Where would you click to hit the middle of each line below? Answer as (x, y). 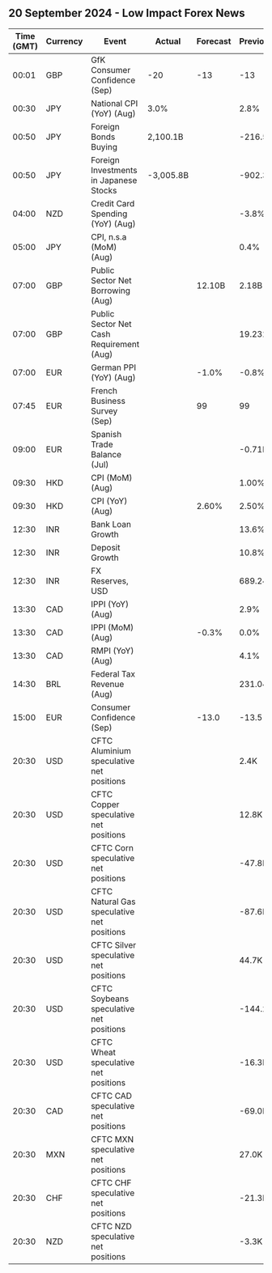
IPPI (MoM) (112, 627)
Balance (106, 454)
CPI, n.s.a (108, 236)
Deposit (105, 547)
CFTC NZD (111, 1226)
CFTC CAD (111, 1096)
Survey (104, 410)
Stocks (104, 190)
